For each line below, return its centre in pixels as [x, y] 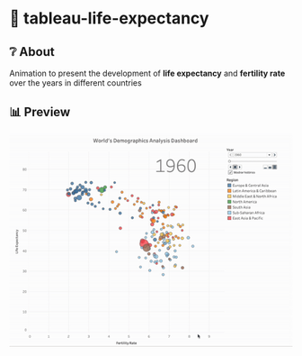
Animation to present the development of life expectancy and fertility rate [147, 73]
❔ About [32, 52]
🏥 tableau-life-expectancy [109, 18]
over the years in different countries [75, 83]
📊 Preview [40, 112]
